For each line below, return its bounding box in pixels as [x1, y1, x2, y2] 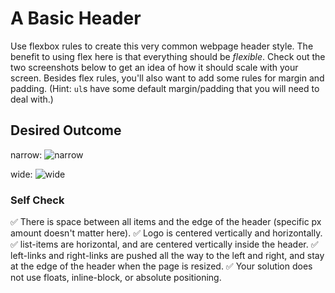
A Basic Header [10, 7, 142, 30]
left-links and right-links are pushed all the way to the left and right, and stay [10, 250, 325, 262]
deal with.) [10, 93, 54, 105]
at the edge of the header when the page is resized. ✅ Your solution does [10, 260, 313, 272]
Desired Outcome [10, 122, 122, 139]
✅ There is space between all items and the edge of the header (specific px [10, 216, 322, 228]
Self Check [10, 193, 65, 207]
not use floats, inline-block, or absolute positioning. [10, 272, 222, 284]
